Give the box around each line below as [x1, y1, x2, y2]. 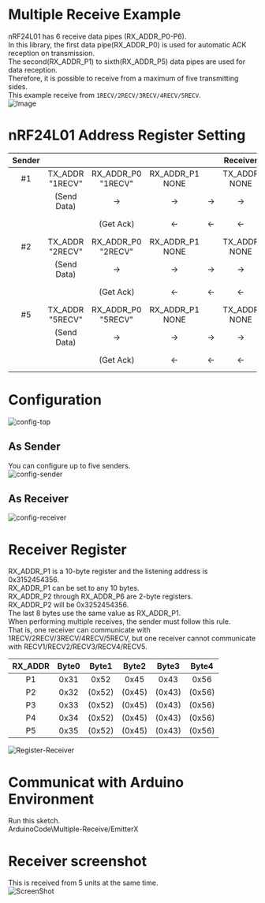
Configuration [8, 391, 103, 409]
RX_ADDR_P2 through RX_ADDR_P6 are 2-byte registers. [8, 591, 193, 601]
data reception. [8, 65, 58, 74]
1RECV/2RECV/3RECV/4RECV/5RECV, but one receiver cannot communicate [8, 633, 256, 644]
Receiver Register [8, 540, 128, 558]
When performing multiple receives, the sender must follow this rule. [8, 617, 231, 626]
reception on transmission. [8, 48, 95, 58]
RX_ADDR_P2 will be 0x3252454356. [8, 600, 129, 610]
